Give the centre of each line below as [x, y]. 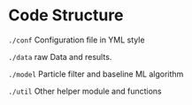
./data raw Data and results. [60, 56]
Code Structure [66, 15]
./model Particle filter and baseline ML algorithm [96, 74]
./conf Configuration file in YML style [77, 40]
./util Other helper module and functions [85, 91]
